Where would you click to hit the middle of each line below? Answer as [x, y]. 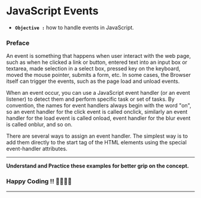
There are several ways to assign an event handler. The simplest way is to [97, 136]
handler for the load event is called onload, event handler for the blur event [98, 118]
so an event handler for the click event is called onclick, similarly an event [97, 112]
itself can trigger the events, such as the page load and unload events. [93, 81]
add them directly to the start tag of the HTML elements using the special [97, 143]
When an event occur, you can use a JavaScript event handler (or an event [98, 93]
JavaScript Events [52, 11]
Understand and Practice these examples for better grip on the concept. [98, 166]
